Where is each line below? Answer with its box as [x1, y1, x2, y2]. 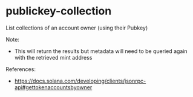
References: [5, 65, 36, 73]
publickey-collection [5, 4, 112, 18]
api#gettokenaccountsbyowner [14, 83, 93, 91]
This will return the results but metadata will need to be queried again [14, 47, 188, 55]
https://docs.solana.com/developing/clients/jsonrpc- [14, 77, 146, 84]
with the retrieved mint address [14, 54, 93, 61]
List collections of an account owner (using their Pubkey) [5, 24, 148, 31]
